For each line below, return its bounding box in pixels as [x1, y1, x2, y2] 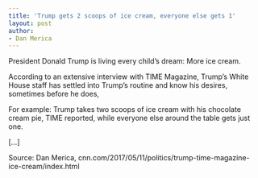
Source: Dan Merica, [8, 153, 77, 163]
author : [8, 27, 35, 35]
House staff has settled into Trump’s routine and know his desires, [8, 81, 228, 90]
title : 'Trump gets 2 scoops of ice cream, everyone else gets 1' [8, 11, 236, 20]
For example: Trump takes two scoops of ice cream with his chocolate [8, 105, 242, 114]
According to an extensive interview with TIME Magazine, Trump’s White [8, 72, 249, 81]
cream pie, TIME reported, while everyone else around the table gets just [8, 114, 251, 123]
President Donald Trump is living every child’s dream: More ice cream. [8, 56, 241, 66]
